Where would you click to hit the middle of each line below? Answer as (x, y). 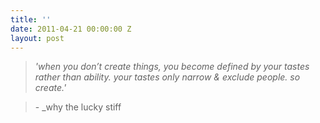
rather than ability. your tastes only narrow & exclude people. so (167, 77)
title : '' (31, 19)
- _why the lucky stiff (78, 107)
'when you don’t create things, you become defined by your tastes (172, 67)
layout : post (37, 38)
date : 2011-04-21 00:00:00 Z (71, 29)
